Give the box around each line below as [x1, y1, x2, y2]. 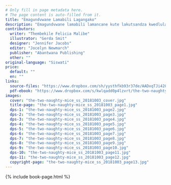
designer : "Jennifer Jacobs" [10, 41, 72, 46]
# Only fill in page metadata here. [5, 7, 83, 13]
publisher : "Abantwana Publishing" [10, 50, 85, 55]
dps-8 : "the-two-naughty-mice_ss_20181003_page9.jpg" [10, 141, 126, 146]
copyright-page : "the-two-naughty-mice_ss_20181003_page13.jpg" [10, 159, 149, 165]
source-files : [10, 83, 40, 88]
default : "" [10, 70, 36, 75]
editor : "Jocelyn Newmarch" [10, 45, 70, 51]
